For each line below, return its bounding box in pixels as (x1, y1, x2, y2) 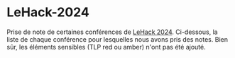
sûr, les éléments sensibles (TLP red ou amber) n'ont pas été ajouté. (6, 42, 207, 51)
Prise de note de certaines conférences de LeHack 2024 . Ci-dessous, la (6, 28, 218, 36)
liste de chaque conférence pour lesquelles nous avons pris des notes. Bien (6, 35, 229, 43)
